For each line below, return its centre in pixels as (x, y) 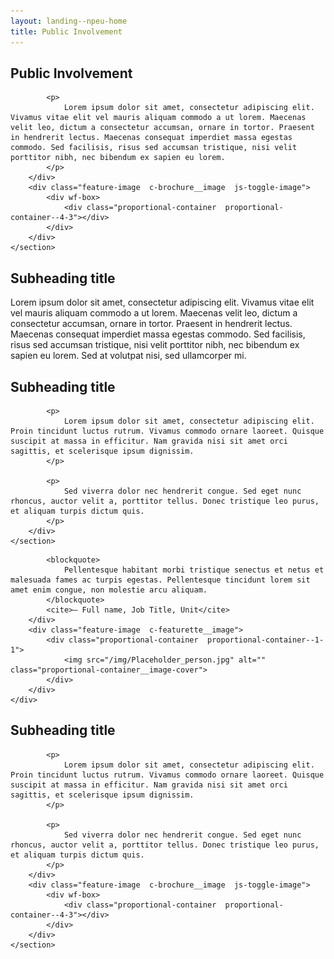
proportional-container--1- (265, 640)
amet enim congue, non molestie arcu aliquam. (109, 590)
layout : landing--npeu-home (69, 21)
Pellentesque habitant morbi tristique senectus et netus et (194, 570)
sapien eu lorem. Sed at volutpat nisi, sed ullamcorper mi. (128, 356)
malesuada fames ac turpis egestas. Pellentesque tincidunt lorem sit (160, 580)
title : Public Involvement (66, 31)
